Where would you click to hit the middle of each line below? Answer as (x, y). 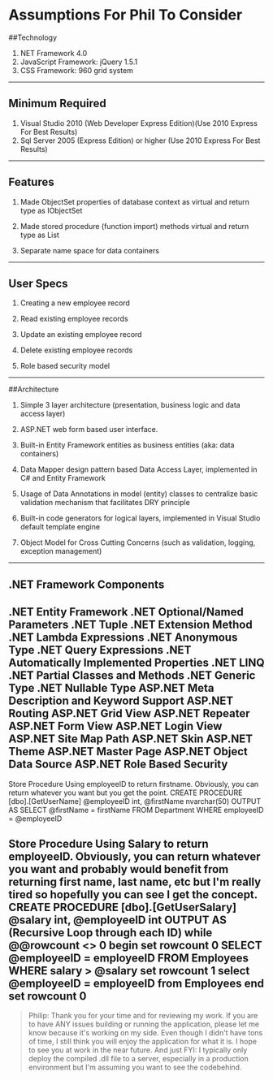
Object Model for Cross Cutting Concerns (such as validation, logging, (138, 542)
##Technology (33, 37)
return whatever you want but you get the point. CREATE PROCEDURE (126, 793)
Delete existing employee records (76, 350)
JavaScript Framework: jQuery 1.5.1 (79, 62)
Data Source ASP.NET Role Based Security (118, 765)
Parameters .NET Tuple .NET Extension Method (131, 625)
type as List (39, 235)
